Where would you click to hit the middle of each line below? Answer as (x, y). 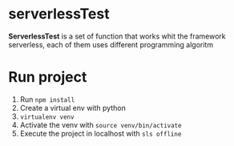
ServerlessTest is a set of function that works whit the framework (117, 36)
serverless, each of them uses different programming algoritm (111, 44)
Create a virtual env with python (73, 107)
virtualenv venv (47, 117)
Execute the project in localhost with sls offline (101, 133)
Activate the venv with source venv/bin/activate (101, 124)
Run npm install (47, 99)
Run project (48, 77)
